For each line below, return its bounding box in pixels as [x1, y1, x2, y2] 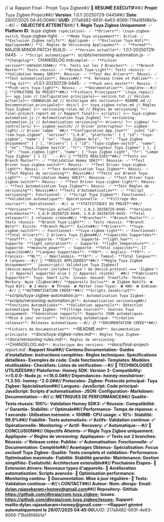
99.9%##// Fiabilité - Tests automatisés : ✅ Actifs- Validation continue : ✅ [5, 417, 155, 422]
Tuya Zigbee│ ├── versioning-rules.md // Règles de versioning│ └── [5, 107, 147, 112]
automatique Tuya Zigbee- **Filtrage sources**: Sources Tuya [5, 307, 134, 312]
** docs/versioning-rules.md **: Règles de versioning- [5, 336, 116, 342]
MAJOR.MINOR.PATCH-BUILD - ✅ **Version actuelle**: [5, 47, 122, 52]
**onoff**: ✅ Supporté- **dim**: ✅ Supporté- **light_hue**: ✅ [5, 237, 139, 242]
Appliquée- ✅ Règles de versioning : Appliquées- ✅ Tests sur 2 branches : [5, 434, 157, 439]
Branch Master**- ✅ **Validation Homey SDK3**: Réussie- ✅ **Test [5, 158, 145, 163]
